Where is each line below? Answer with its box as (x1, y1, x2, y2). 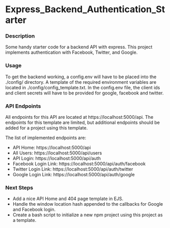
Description (5, 32, 35, 40)
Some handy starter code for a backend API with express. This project (5, 44, 153, 50)
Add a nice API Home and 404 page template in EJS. (12, 196, 124, 202)
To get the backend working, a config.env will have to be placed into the (5, 74, 157, 80)
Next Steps (5, 184, 34, 191)
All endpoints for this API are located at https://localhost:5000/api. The (5, 114, 154, 120)
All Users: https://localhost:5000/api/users (12, 150, 102, 156)
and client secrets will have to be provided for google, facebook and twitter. (5, 90, 164, 96)
